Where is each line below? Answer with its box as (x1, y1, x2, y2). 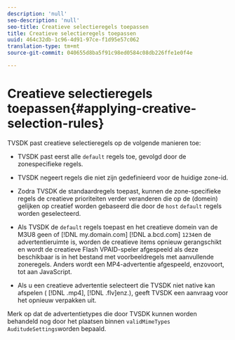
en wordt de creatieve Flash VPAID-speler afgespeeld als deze (17, 245, 199, 253)
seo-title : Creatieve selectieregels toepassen (7, 23, 149, 30)
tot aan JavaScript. (17, 267, 72, 276)
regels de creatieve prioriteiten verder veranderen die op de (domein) (17, 194, 219, 203)
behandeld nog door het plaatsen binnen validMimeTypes (7, 317, 170, 325)
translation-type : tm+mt (7, 43, 80, 50)
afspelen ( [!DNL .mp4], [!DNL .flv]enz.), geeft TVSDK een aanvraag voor (17, 288, 229, 297)
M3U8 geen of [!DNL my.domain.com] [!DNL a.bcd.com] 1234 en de (17, 230, 212, 238)
